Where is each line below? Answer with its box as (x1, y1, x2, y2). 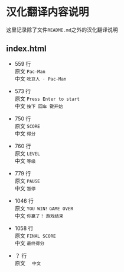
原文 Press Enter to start (14, 95, 80, 102)
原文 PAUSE (14, 177, 40, 184)
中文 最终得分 (14, 239, 45, 247)
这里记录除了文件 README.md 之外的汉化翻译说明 (6, 26, 118, 33)
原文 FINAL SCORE (14, 232, 56, 239)
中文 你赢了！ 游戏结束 (14, 212, 64, 219)
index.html (6, 44, 47, 54)
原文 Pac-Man (14, 68, 45, 75)
